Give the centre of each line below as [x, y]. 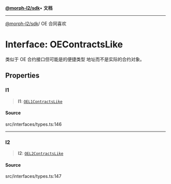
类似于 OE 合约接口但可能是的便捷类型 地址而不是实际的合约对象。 [75, 59]
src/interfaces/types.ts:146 [34, 124]
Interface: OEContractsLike [64, 45]
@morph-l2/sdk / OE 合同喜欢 [36, 23]
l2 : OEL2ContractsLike [40, 153]
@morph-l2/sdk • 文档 [29, 8]
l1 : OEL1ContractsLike [40, 101]
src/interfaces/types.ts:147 [34, 176]
